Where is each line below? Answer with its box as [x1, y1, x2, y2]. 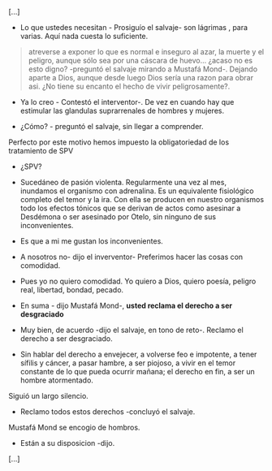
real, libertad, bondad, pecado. [19, 285, 124, 295]
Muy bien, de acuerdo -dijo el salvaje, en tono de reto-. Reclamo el [19, 325, 244, 335]
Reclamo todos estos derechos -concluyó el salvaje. [19, 407, 196, 417]
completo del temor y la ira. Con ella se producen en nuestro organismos [19, 195, 265, 204]
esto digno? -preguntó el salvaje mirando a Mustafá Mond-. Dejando [28, 64, 258, 74]
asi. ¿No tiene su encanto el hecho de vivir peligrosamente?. [28, 81, 231, 91]
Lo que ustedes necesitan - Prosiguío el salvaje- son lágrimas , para [19, 23, 248, 32]
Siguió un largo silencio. [8, 391, 89, 400]
